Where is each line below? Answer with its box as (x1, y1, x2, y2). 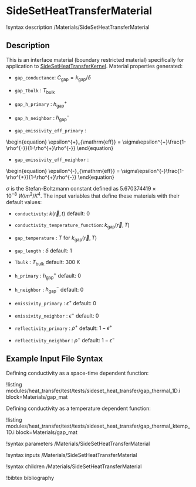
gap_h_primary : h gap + (14, 99, 67, 109)
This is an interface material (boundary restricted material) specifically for (6, 56, 184, 63)
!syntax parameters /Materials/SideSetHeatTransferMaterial (6, 440, 150, 447)
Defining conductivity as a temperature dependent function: (6, 405, 151, 412)
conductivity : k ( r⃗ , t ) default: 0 (14, 210, 90, 217)
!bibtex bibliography (6, 474, 55, 481)
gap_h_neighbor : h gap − (14, 113, 70, 123)
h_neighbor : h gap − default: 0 (14, 285, 84, 295)
